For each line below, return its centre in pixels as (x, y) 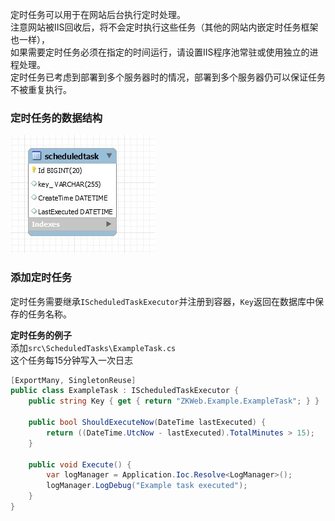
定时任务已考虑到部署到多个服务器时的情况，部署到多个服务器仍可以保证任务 (168, 77)
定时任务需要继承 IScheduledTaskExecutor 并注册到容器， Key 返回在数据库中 (162, 301)
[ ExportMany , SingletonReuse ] (73, 380)
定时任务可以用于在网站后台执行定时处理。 (98, 14)
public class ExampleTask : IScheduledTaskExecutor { (125, 391)
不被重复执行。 (41, 89)
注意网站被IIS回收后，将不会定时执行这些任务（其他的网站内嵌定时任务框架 (164, 27)
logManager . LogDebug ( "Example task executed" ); (147, 486)
